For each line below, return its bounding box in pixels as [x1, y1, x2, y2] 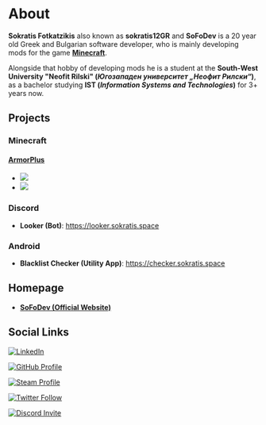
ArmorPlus [8, 155, 45, 164]
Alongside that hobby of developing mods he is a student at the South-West [8, 63, 258, 72]
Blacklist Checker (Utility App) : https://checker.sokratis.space [19, 258, 226, 268]
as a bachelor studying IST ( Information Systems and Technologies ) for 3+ [8, 80, 258, 90]
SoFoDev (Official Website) [19, 302, 111, 312]
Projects [8, 112, 51, 125]
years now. [8, 88, 44, 98]
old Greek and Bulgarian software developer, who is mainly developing [8, 39, 240, 48]
